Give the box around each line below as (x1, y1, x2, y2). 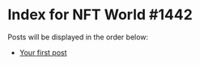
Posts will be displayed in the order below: (7, 32, 149, 42)
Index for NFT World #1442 (7, 6, 194, 24)
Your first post (19, 47, 67, 57)
